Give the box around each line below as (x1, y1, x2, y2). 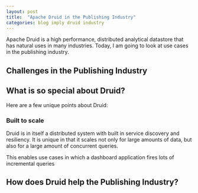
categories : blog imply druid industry (6, 20, 105, 25)
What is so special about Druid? (6, 86, 125, 96)
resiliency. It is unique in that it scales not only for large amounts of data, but (6, 136, 192, 143)
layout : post (6, 8, 38, 15)
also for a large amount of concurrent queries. (6, 142, 119, 149)
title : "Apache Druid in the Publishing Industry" (6, 14, 136, 20)
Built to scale (6, 116, 44, 124)
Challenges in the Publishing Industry (6, 66, 148, 76)
